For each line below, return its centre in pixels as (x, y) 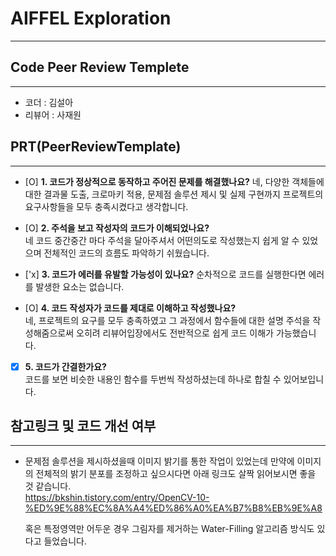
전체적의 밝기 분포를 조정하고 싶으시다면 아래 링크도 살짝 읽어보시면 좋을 (176, 474)
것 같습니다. (48, 486)
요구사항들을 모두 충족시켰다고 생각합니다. (106, 206)
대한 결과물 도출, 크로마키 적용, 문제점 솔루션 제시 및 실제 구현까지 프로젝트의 (174, 194)
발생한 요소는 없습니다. (80, 286)
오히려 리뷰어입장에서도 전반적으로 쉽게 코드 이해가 (175, 333)
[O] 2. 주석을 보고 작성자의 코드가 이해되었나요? (117, 228)
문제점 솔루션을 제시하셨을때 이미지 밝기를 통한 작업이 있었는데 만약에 (159, 461)
